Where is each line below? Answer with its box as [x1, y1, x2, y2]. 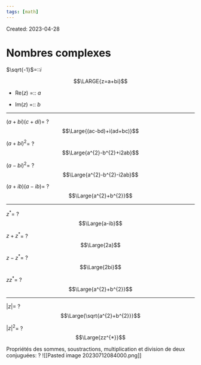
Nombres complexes [6, 46, 112, 60]
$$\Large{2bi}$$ [80, 263, 121, 270]
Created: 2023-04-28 [6, 25, 60, 32]
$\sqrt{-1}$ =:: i [6, 66, 42, 73]
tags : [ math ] [6, 8, 39, 15]
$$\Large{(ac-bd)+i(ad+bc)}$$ [62, 127, 139, 135]
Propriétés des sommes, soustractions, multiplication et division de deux [6, 345, 185, 353]
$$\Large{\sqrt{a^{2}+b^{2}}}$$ [60, 312, 141, 319]
